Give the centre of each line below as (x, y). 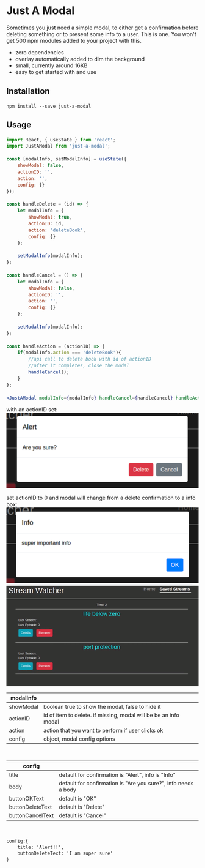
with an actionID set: (32, 410)
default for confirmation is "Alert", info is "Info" (117, 775)
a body (67, 790)
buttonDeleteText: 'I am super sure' (65, 853)
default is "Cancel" (83, 815)
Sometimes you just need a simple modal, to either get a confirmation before (103, 28)
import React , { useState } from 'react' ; (61, 140)
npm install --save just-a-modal (49, 106)
